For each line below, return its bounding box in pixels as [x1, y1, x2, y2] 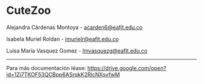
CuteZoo [6, 4, 51, 18]
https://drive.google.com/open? [87, 64, 167, 71]
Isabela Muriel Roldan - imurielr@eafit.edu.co [6, 35, 119, 42]
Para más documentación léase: [6, 64, 86, 71]
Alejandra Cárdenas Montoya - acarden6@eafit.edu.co [6, 24, 143, 31]
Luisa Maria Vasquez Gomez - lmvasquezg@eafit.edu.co [6, 47, 148, 54]
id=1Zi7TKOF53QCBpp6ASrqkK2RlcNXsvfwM [6, 71, 120, 78]
